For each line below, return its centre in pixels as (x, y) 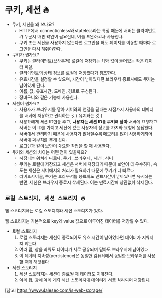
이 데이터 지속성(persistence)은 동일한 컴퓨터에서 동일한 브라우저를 (83, 255)
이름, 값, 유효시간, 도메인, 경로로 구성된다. (59, 91)
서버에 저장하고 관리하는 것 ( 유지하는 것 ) (63, 115)
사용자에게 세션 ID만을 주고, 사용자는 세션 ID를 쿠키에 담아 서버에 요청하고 (88, 122)
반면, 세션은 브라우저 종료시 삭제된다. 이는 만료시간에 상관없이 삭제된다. (86, 182)
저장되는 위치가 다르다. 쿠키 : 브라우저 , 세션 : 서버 (66, 158)
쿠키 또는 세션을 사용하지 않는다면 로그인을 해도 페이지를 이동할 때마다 (85, 42)
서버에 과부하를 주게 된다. (43, 140)
